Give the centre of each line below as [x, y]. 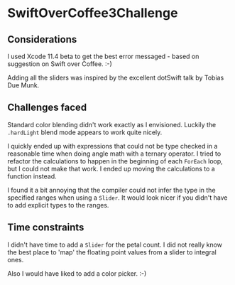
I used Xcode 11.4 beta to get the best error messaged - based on [103, 56]
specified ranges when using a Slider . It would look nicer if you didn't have [117, 198]
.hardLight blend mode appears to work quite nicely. [85, 132]
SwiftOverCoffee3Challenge [93, 13]
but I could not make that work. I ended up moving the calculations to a [111, 168]
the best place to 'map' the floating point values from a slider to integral [112, 252]
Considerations [42, 39]
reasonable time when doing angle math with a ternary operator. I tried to [114, 154]
